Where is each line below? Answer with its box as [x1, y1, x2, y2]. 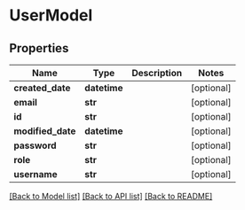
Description [131, 67, 183, 79]
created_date [13, 82, 71, 94]
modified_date [13, 125, 76, 137]
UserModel [9, 5, 93, 26]
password [13, 139, 57, 152]
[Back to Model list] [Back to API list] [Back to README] [9, 191, 213, 201]
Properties [9, 41, 69, 56]
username [13, 168, 58, 180]
